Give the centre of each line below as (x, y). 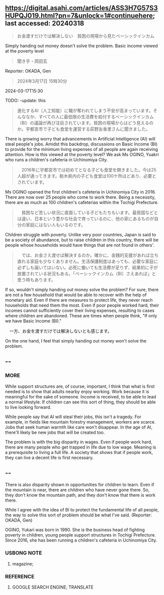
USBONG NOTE (24, 553)
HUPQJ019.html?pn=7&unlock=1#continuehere (79, 16)
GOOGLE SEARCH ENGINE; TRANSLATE (53, 587)
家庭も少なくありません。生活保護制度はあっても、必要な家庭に (94, 261)
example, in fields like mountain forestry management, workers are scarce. (80, 422)
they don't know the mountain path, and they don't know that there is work (80, 495)
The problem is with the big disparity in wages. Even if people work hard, (79, 442)
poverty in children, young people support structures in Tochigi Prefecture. (81, 535)
